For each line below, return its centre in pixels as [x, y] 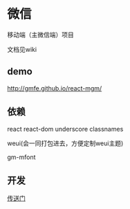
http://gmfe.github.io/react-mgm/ [55, 88]
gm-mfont [21, 157]
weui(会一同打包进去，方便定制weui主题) [65, 143]
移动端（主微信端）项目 [40, 35]
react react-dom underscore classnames [65, 129]
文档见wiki [22, 49]
